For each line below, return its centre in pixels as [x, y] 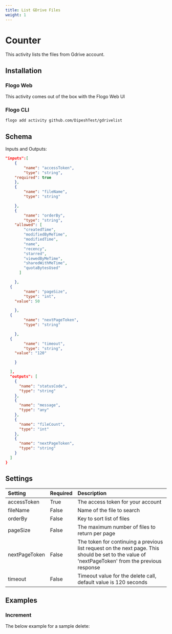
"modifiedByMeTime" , [46, 234]
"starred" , [35, 253]
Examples [21, 600]
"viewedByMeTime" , [43, 258]
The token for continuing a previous [120, 541]
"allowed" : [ [28, 225]
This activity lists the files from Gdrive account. [55, 55]
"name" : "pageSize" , [46, 292]
